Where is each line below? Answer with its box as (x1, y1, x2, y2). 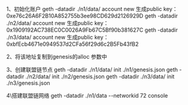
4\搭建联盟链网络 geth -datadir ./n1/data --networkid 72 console (6, 92, 168, 99)
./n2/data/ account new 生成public (6, 20, 93, 26)
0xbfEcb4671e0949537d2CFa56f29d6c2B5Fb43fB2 (6, 40, 139, 48)
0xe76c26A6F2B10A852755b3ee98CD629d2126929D (6, 12, 144, 20)
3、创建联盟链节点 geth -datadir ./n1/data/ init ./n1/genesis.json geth (6, 66, 178, 73)
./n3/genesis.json (6, 79, 50, 87)
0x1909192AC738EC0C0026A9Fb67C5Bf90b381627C (6, 26, 144, 34)
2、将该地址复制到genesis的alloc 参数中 (6, 53, 107, 60)
